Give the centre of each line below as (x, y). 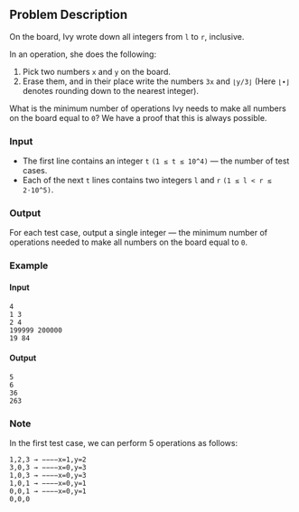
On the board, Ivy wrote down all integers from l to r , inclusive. (127, 36)
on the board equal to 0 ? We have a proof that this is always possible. (138, 117)
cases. (35, 171)
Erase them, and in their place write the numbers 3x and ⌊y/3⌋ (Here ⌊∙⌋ (156, 81)
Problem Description (69, 15)
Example (29, 265)
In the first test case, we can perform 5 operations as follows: (123, 443)
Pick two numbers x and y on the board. (97, 71)
